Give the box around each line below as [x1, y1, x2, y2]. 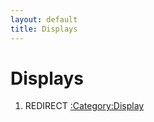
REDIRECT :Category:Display [24, 100, 145, 112]
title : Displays [10, 24, 78, 34]
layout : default [10, 14, 78, 25]
